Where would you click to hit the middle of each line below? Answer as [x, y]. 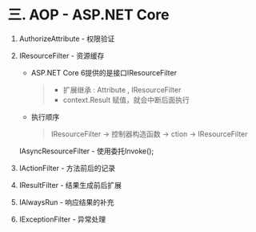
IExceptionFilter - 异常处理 [62, 219]
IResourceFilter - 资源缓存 [62, 55]
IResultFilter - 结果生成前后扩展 [70, 185]
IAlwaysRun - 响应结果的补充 [66, 202]
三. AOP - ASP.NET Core [88, 15]
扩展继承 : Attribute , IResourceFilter [122, 90]
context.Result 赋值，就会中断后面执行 [126, 100]
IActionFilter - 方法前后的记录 [67, 168]
